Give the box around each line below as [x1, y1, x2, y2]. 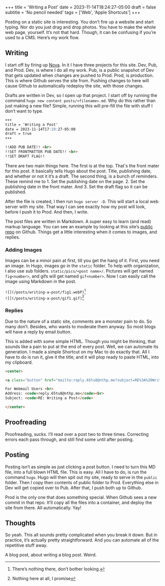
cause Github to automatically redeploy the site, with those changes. [5, 83, 144, 89]
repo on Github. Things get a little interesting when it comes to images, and [5, 229, 157, 235]
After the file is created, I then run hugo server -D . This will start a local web [5, 198, 159, 204]
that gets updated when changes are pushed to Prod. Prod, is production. [5, 72, 154, 78]
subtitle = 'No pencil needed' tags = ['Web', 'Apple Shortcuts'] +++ [5, 9, 140, 15]
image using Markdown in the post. [5, 278, 77, 284]
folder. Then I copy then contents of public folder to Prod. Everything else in [5, 479, 159, 485]
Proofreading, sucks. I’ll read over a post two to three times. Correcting [5, 431, 149, 437]
